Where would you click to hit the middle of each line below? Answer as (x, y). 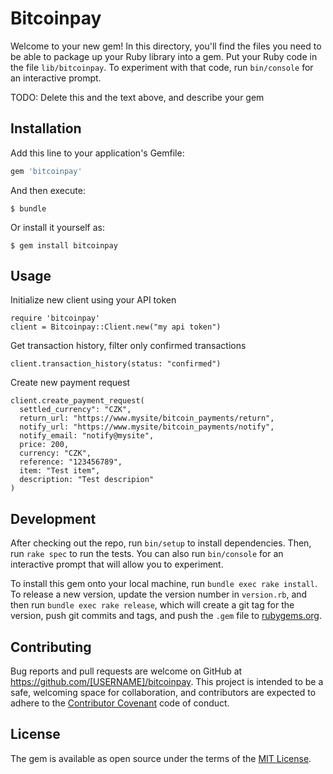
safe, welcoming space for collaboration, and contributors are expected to (163, 693)
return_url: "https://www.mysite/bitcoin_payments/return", (147, 418)
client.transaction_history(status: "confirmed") (116, 364)
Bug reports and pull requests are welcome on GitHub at (126, 671)
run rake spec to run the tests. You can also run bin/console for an (147, 554)
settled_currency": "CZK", (75, 410)
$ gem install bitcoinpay (64, 245)
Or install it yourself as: (57, 227)
